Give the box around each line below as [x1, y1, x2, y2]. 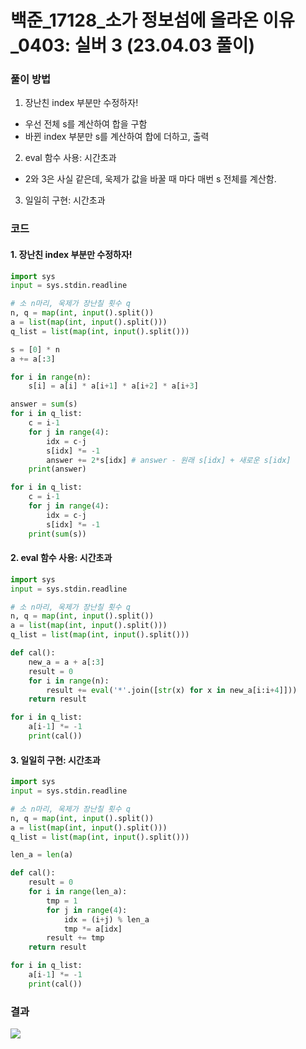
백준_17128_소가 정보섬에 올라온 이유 [10, 9, 295, 32]
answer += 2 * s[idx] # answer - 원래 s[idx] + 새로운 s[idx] [46, 455, 292, 465]
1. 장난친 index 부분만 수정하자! [10, 249, 133, 260]
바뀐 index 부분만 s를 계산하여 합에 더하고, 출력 [24, 131, 210, 143]
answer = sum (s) [10, 399, 78, 410]
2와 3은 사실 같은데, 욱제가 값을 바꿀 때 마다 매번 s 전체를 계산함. [24, 173, 277, 185]
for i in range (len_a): [28, 887, 128, 897]
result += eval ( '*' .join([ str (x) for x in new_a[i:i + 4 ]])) [46, 685, 298, 695]
